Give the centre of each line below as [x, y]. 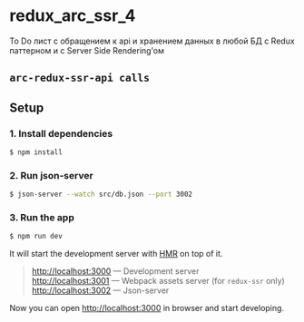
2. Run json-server [51, 175]
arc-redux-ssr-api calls [80, 78]
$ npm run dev [36, 237]
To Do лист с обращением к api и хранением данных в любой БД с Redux [152, 41]
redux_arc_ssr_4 [73, 16]
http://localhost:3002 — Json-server [100, 290]
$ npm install [36, 152]
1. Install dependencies [61, 133]
